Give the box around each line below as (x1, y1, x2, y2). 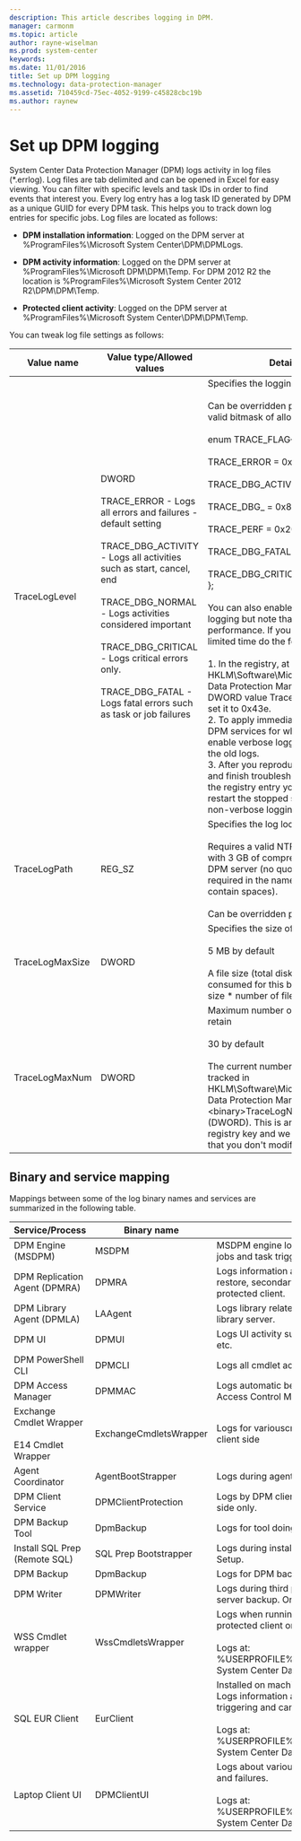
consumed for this (207, 979, 285, 991)
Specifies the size (207, 922, 283, 935)
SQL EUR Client (13, 1713, 79, 1725)
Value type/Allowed (107, 351, 193, 363)
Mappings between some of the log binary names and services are (9, 1193, 257, 1204)
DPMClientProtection (95, 1496, 184, 1508)
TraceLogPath (13, 863, 73, 876)
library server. (216, 1313, 276, 1326)
